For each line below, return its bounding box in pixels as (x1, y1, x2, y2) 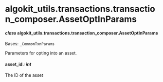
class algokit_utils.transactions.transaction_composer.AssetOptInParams (5, 30, 158, 36)
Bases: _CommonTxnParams (5, 41, 55, 47)
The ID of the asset (5, 72, 44, 78)
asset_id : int (5, 61, 32, 67)
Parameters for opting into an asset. (5, 50, 77, 56)
